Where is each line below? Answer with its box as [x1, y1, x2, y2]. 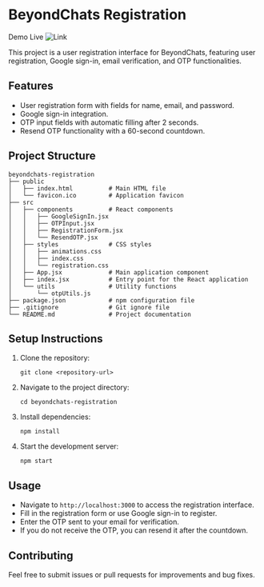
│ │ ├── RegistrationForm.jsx [8, 226, 124, 234]
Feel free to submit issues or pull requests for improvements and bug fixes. [8, 570, 256, 579]
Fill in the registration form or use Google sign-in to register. [19, 509, 218, 518]
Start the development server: [19, 441, 119, 451]
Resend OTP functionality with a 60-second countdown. [19, 126, 206, 135]
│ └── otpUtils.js [8, 290, 91, 297]
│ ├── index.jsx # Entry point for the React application [8, 275, 249, 283]
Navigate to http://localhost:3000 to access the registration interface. [19, 500, 254, 509]
